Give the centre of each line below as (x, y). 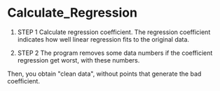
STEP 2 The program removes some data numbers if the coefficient (115, 53)
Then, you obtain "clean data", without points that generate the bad (104, 74)
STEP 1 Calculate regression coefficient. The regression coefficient (114, 32)
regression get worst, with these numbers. (78, 60)
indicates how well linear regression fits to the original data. (103, 39)
